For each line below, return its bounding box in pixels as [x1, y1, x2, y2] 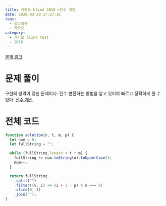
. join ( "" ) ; [14, 192, 37, 197]
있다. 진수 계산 [5, 96, 33, 102]
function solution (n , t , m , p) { [5, 133, 74, 137]
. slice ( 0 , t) [14, 187, 41, 193]
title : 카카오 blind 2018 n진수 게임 [5, 7, 76, 12]
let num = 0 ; [9, 137, 37, 142]
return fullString [9, 173, 48, 179]
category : [5, 30, 26, 35]
